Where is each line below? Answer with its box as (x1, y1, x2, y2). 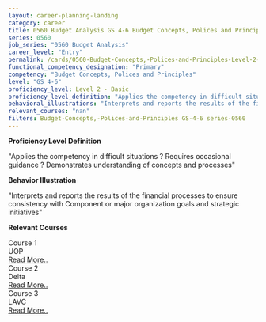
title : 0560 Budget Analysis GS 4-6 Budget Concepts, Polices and (8, 26, 232, 34)
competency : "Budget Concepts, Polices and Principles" (8, 70, 196, 78)
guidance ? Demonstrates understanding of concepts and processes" (8, 160, 236, 169)
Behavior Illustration (8, 175, 77, 184)
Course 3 (8, 288, 39, 297)
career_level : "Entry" (8, 48, 83, 56)
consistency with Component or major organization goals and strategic (8, 199, 240, 208)
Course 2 (8, 263, 39, 273)
